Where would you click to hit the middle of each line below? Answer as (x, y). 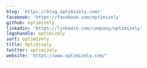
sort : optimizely (28, 39)
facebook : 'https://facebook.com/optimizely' (64, 17)
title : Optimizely (29, 45)
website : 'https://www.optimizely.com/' (57, 56)
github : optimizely (30, 22)
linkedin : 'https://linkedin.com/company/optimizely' (75, 28)
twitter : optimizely (32, 50)
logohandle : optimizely (36, 34)
